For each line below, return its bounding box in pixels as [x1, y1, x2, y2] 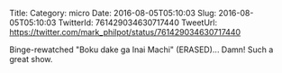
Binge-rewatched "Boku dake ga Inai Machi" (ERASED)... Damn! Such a [9, 44, 274, 55]
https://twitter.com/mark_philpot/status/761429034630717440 [9, 27, 241, 37]
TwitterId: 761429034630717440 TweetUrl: [58, 17, 218, 28]
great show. [9, 54, 53, 64]
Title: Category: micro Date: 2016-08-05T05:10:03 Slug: [9, 8, 217, 18]
